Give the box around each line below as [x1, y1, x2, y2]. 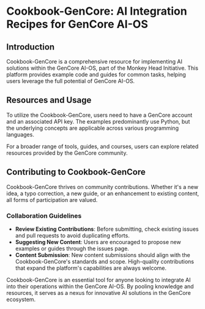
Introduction [6, 42, 55, 52]
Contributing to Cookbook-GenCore [6, 167, 146, 177]
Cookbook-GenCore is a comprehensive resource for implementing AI [6, 58, 182, 65]
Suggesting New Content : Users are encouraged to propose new [15, 238, 182, 245]
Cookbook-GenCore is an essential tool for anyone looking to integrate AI [6, 276, 191, 283]
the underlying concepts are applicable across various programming [6, 124, 179, 132]
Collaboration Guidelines [6, 211, 82, 220]
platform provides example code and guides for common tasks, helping [6, 71, 187, 78]
